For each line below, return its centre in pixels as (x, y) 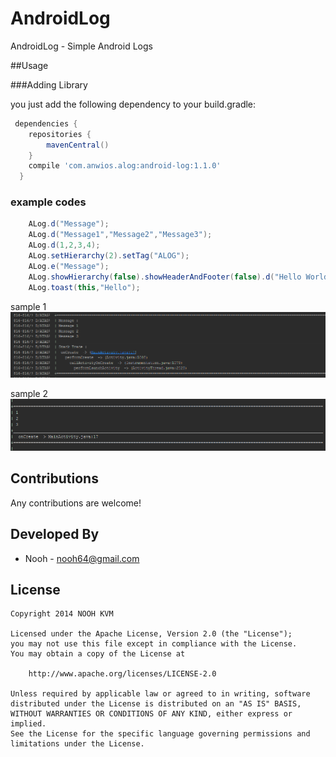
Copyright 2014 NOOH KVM (62, 614)
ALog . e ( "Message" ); (69, 266)
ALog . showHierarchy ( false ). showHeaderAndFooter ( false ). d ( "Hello (165, 277)
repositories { (60, 134)
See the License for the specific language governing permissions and (160, 734)
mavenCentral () (78, 145)
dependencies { (46, 123)
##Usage (29, 65)
